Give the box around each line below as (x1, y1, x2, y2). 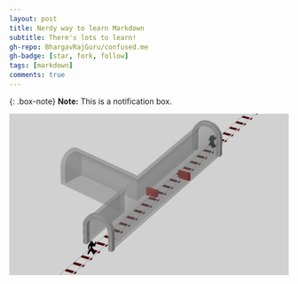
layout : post (9, 14, 58, 23)
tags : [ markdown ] (9, 61, 74, 70)
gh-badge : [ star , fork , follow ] (9, 51, 129, 61)
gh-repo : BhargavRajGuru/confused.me (9, 43, 149, 51)
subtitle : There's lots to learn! (9, 33, 137, 42)
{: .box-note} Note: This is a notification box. (9, 96, 173, 106)
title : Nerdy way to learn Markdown (9, 23, 145, 33)
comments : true (9, 71, 66, 80)
